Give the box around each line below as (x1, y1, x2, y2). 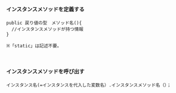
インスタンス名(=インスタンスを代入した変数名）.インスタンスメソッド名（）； (6, 82, 172, 88)
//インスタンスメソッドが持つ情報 (11, 27, 84, 33)
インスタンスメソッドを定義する (6, 5, 85, 12)
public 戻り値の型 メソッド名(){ (6, 20, 82, 26)
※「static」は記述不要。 (6, 43, 62, 49)
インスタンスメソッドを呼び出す (6, 68, 85, 75)
